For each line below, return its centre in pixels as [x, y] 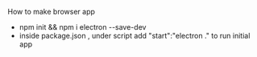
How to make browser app [52, 12]
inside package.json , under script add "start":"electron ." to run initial [135, 36]
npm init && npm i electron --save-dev [83, 27]
